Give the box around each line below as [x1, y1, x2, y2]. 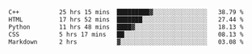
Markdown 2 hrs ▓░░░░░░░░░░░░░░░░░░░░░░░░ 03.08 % [8, 37, 244, 46]
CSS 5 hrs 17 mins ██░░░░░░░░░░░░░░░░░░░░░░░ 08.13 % [8, 30, 244, 38]
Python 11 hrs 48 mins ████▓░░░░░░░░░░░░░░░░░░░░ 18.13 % [8, 23, 244, 31]
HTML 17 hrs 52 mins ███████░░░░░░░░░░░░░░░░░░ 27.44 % [8, 15, 244, 24]
